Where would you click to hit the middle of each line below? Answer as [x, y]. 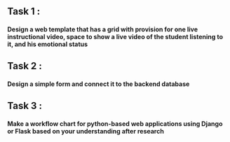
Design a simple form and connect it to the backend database [99, 84]
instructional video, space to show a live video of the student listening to [115, 36]
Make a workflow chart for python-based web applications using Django [115, 123]
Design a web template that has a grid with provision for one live [103, 29]
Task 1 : [24, 12]
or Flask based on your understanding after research [86, 131]
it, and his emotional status [48, 44]
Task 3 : [25, 106]
